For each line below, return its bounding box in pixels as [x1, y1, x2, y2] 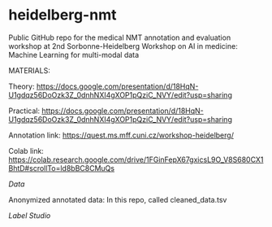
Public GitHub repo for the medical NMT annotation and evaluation [8, 33, 231, 42]
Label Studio [8, 210, 51, 220]
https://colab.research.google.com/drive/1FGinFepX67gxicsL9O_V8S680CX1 [8, 155, 264, 164]
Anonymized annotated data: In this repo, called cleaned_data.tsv [8, 194, 227, 204]
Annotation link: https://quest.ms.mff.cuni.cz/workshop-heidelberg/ [8, 130, 234, 140]
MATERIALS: [8, 65, 50, 75]
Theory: [8, 81, 35, 91]
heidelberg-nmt [8, 6, 117, 24]
